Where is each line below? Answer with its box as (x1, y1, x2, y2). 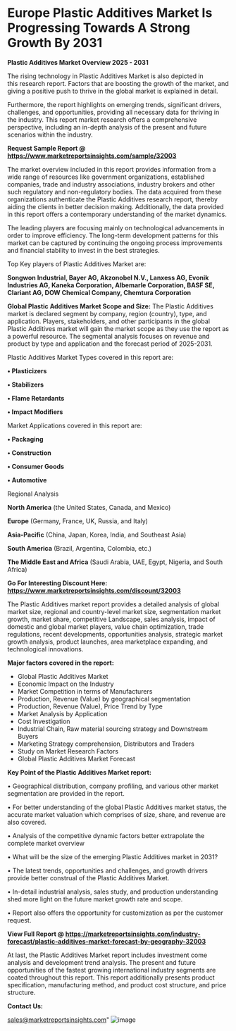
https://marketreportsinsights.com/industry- (65, 930, 201, 938)
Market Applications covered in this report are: (7, 421, 142, 430)
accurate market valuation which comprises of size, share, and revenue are (7, 810, 226, 818)
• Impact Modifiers (7, 407, 63, 416)
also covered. (7, 818, 47, 826)
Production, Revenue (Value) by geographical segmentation (17, 694, 192, 703)
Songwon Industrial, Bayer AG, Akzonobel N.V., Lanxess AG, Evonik (7, 273, 209, 282)
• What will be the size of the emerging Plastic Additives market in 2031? (7, 852, 218, 861)
